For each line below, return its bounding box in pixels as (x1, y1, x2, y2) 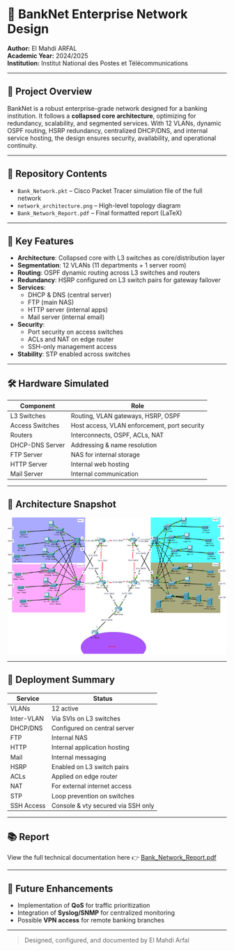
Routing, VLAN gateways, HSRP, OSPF (70, 411, 181, 420)
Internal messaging (51, 752, 107, 761)
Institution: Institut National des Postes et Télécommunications (7, 59, 188, 67)
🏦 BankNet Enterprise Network (7, 6, 188, 22)
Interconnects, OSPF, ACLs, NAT (70, 431, 164, 440)
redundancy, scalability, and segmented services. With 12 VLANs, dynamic (7, 118, 221, 127)
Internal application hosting (51, 743, 130, 752)
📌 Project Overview (7, 86, 93, 98)
